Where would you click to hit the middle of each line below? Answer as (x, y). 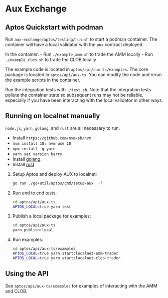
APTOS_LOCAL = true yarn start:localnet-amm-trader (65, 253)
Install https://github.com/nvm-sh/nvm (52, 138)
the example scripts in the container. (43, 80)
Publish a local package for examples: (52, 216)
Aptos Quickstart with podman (54, 27)
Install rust (23, 164)
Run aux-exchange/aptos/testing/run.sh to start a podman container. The (81, 39)
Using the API (27, 274)
